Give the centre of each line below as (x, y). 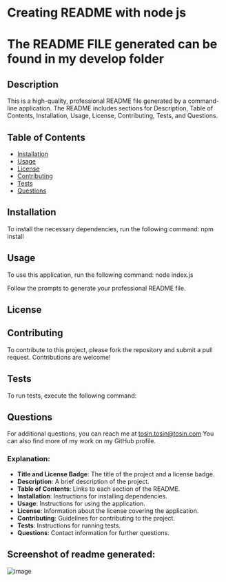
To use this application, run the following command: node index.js (100, 275)
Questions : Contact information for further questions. (93, 532)
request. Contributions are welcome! (59, 357)
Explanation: (29, 459)
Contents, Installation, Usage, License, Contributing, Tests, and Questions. (113, 116)
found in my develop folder (85, 59)
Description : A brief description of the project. (83, 481)
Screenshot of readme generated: (81, 555)
